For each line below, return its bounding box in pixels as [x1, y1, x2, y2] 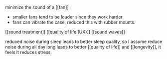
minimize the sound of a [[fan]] [5, 4, 69, 10]
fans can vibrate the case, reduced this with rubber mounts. [12, 19, 136, 25]
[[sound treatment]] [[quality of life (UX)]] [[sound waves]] [5, 29, 126, 34]
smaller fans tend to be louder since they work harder [12, 14, 123, 19]
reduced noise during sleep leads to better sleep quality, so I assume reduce [5, 38, 163, 44]
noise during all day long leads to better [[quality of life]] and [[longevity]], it [5, 44, 161, 49]
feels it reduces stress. [5, 49, 52, 55]
